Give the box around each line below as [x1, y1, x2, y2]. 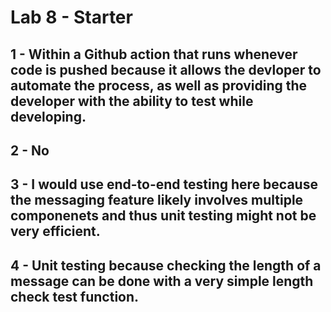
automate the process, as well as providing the [10, 77, 308, 94]
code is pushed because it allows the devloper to [10, 61, 322, 78]
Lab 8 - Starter [10, 6, 133, 29]
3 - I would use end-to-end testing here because [10, 176, 318, 193]
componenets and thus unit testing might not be [10, 207, 317, 225]
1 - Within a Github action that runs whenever [10, 46, 298, 63]
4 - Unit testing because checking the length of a [10, 257, 322, 274]
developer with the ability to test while [10, 92, 254, 110]
